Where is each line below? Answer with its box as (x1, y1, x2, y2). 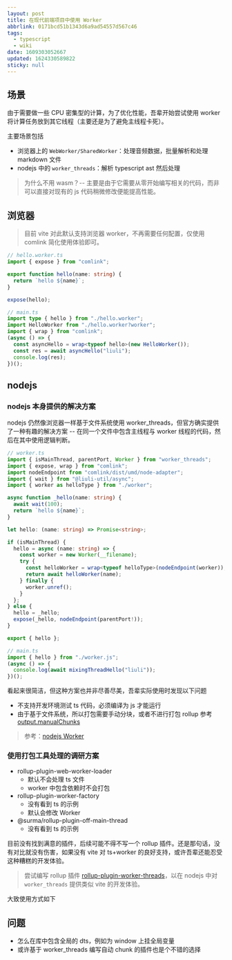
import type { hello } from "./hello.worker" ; (7, 315, 144, 322)
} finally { (19, 577, 54, 584)
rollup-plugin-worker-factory (17, 792, 100, 800)
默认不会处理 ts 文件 (27, 775, 85, 783)
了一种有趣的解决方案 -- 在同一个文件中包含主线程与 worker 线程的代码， (7, 427, 215, 436)
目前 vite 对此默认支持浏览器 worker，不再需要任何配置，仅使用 (23, 229, 205, 238)
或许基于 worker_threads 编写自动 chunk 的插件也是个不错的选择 (17, 945, 202, 954)
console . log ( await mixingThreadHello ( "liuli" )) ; (13, 666, 156, 674)
